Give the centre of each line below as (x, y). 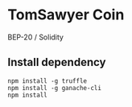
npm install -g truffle (47, 81)
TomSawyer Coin (66, 15)
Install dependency (57, 62)
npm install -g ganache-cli (55, 88)
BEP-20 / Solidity (35, 37)
